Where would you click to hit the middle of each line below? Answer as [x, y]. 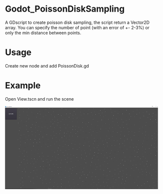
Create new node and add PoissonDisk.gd [47, 66]
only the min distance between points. [43, 33]
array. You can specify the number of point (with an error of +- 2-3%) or [77, 27]
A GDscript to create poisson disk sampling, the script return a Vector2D [77, 22]
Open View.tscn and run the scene [40, 99]
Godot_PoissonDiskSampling [65, 9]
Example [23, 86]
